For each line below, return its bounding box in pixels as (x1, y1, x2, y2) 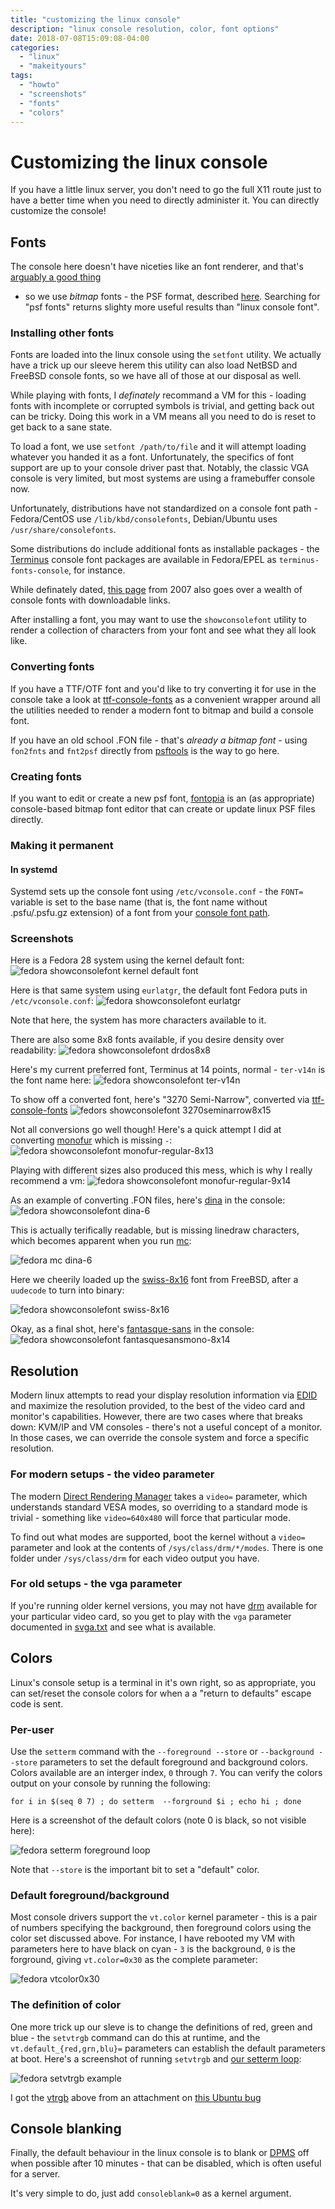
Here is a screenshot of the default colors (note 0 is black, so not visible (10, 1814, 307, 1826)
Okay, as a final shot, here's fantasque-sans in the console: (10, 1323, 255, 1335)
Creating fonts (10, 769, 82, 783)
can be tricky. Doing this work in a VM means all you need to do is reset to (10, 411, 317, 423)
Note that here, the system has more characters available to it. (10, 1014, 267, 1026)
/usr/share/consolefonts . (10, 524, 117, 536)
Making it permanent (10, 838, 114, 852)
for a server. (10, 2168, 61, 2180)
